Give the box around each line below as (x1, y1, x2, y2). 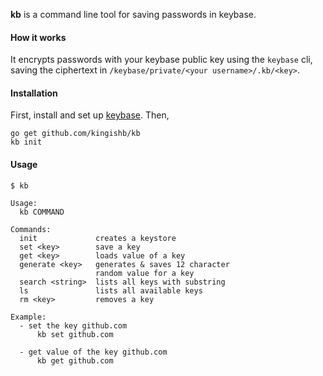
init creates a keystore (19, 233, 177, 243)
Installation (10, 87, 58, 99)
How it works (10, 31, 67, 43)
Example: (10, 312, 47, 322)
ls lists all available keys (19, 285, 203, 296)
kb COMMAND (19, 207, 65, 217)
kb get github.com (36, 355, 114, 366)
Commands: (10, 224, 52, 234)
